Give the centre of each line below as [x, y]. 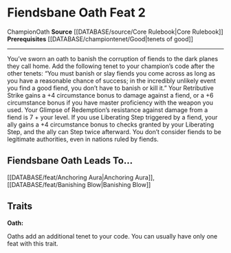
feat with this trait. [33, 243]
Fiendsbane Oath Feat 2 [76, 13]
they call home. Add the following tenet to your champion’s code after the [111, 66]
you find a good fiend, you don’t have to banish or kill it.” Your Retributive [111, 88]
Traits [20, 207]
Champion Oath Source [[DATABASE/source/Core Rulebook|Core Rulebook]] [115, 32]
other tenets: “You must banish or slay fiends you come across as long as [111, 73]
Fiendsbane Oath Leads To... [70, 161]
